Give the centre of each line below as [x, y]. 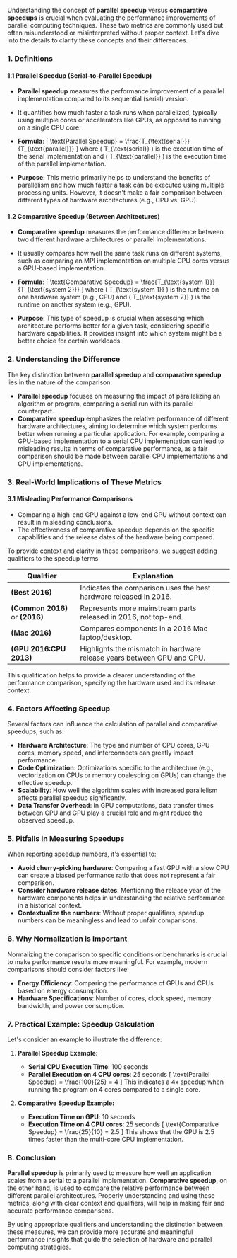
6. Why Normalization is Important [67, 939]
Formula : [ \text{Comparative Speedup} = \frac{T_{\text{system [110, 282]
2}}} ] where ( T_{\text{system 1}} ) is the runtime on [144, 290]
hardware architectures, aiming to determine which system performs [117, 426]
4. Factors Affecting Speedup [59, 709]
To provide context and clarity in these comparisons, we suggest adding [112, 551]
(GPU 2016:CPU [38, 648]
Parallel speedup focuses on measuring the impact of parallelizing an [119, 396]
